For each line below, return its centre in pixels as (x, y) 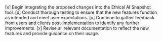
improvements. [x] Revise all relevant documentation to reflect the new (77, 28)
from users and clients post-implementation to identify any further (72, 23)
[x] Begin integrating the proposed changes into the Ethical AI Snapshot (78, 7)
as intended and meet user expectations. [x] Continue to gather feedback (80, 18)
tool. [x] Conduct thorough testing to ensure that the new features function (81, 12)
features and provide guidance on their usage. (52, 33)
